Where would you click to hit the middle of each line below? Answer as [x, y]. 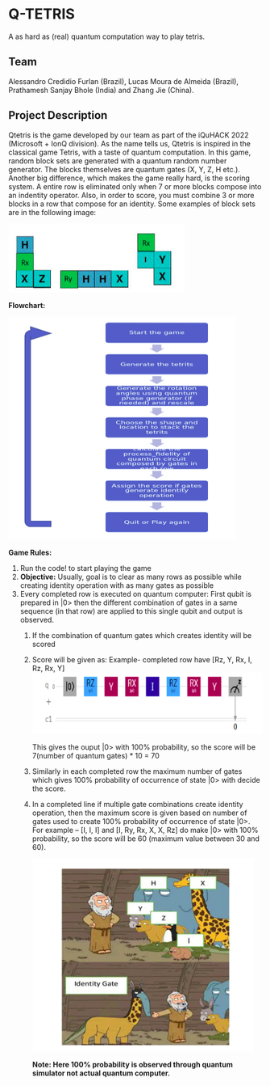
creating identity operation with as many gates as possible [117, 585]
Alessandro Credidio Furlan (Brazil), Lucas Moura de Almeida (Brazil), [124, 81]
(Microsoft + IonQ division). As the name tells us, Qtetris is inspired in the [130, 143]
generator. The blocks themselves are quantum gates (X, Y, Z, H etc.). [124, 169]
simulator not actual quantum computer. [101, 1073]
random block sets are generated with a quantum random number [118, 161]
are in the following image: [52, 212]
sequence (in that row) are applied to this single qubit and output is [131, 611]
